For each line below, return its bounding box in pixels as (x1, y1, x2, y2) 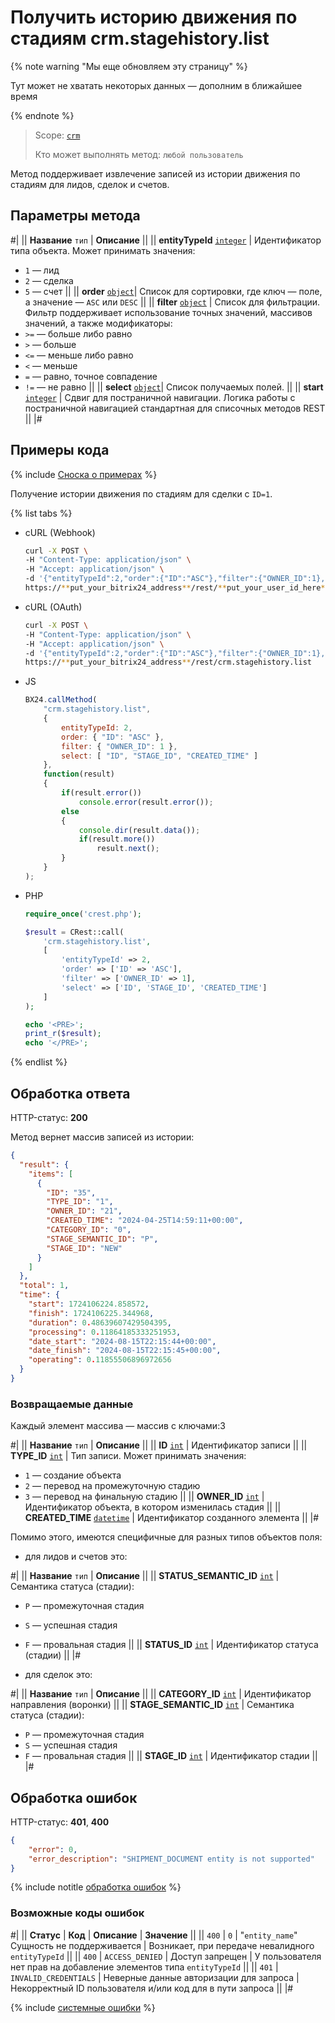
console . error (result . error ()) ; (78, 797, 214, 807)
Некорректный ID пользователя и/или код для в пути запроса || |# (10, 1982, 294, 1994)
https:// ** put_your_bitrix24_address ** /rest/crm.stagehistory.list (24, 657, 313, 668)
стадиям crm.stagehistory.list (10, 27, 270, 50)
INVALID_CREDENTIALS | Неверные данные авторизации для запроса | (10, 1971, 300, 1983)
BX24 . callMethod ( (24, 695, 98, 705)
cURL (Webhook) (24, 526, 96, 538)
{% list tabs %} (10, 507, 73, 519)
